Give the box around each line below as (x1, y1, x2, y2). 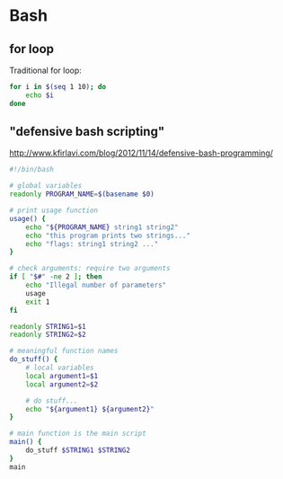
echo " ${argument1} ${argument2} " (25, 404, 155, 413)
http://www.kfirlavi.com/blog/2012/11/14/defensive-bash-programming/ (9, 147, 274, 158)
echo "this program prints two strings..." (25, 231, 191, 240)
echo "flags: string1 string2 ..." (25, 239, 159, 248)
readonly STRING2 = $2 (9, 330, 87, 340)
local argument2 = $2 (25, 379, 99, 389)
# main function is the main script (9, 429, 146, 439)
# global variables (9, 182, 83, 191)
